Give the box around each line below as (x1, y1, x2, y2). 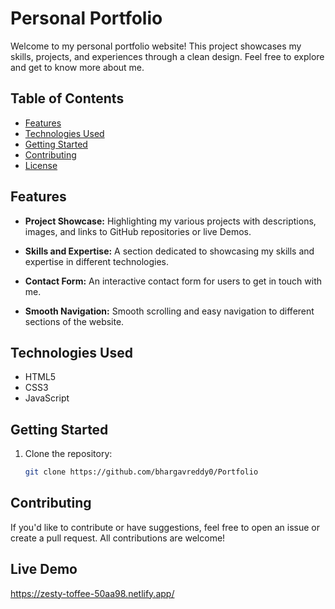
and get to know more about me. (10, 61, 145, 73)
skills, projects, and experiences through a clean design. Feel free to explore (10, 50, 325, 62)
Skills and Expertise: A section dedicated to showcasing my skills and (24, 245, 315, 257)
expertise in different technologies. (24, 255, 169, 267)
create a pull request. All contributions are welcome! (10, 532, 226, 544)
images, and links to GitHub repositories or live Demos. (24, 225, 252, 237)
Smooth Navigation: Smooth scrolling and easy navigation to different (24, 305, 315, 317)
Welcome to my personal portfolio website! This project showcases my (10, 40, 302, 52)
